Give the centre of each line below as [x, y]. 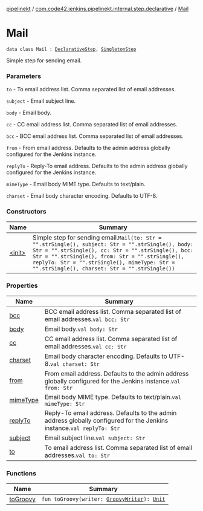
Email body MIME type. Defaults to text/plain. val [113, 397]
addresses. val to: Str [77, 455]
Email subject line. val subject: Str [95, 438]
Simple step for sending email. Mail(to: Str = [97, 237]
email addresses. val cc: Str [85, 346]
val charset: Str [75, 364]
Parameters [24, 76]
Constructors [26, 212]
